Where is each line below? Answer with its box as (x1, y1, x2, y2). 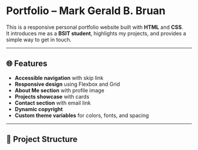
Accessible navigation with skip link (14, 74, 104, 81)
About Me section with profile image (14, 86, 105, 94)
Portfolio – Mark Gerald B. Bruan (6, 4, 166, 18)
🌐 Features (6, 59, 48, 69)
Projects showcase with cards (14, 93, 90, 100)
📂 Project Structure (6, 134, 78, 145)
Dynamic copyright (14, 105, 63, 112)
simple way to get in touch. (6, 36, 72, 43)
